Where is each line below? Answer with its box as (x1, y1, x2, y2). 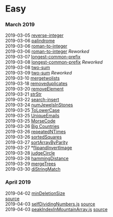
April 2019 (5, 179, 31, 186)
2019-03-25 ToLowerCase (5, 107, 60, 113)
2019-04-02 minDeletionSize (5, 190, 65, 196)
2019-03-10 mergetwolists (5, 75, 60, 81)
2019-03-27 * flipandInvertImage (5, 144, 72, 151)
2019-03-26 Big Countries (5, 123, 59, 129)
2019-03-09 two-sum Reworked (5, 70, 72, 76)
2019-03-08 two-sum (5, 64, 50, 70)
